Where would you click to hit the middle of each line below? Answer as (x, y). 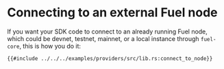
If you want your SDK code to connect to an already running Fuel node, (107, 31)
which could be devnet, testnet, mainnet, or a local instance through (103, 38)
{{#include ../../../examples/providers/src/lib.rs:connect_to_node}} (110, 58)
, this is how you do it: (50, 46)
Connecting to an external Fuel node (112, 13)
